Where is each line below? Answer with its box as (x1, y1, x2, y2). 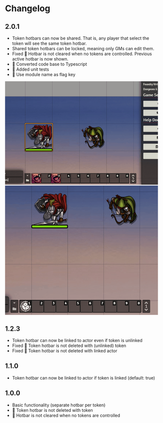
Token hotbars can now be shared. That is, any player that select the (12, 35, 149, 41)
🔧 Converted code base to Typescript (12, 61, 87, 67)
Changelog (5, 3, 50, 14)
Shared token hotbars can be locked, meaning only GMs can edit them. (12, 46, 154, 51)
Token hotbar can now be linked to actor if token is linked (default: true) (12, 375, 155, 381)
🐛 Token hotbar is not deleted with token (12, 407, 93, 413)
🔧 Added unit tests (12, 66, 49, 72)
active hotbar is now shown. (12, 56, 69, 61)
